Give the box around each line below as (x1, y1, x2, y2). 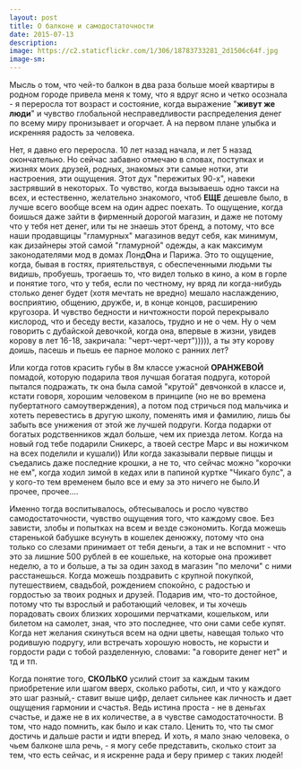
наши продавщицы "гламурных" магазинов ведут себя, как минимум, (9, 231, 279, 240)
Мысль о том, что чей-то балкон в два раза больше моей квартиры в (9, 80, 275, 90)
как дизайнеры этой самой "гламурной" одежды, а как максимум (9, 240, 263, 250)
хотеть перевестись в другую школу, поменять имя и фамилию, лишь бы (9, 410, 291, 420)
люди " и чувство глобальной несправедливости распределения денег (9, 109, 282, 118)
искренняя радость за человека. (9, 127, 135, 137)
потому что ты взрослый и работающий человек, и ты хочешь (9, 599, 248, 609)
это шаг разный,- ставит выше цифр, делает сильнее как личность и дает (9, 693, 293, 703)
